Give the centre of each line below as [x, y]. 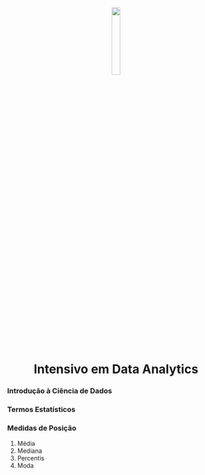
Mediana [30, 451]
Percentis [31, 458]
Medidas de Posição [42, 428]
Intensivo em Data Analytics [116, 369]
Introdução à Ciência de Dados [60, 391]
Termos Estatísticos [41, 410]
